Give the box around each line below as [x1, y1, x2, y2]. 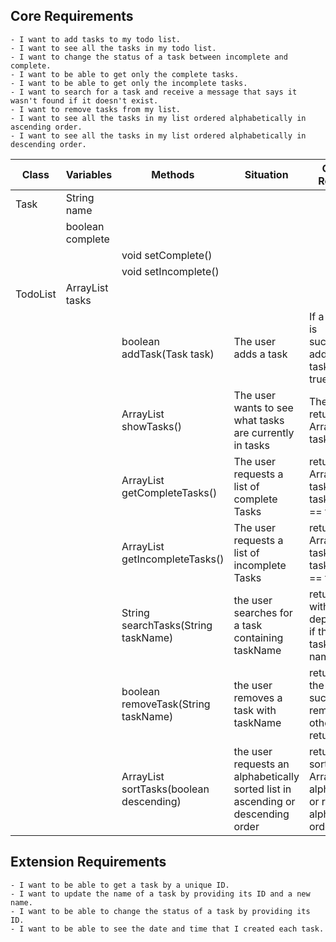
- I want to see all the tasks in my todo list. [10, 43, 217, 53]
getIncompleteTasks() [121, 552, 225, 566]
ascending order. [10, 122, 83, 132]
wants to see [233, 400, 294, 414]
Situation [244, 167, 289, 181]
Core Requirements [10, 8, 134, 25]
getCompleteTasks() [121, 485, 218, 499]
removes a [233, 690, 283, 704]
